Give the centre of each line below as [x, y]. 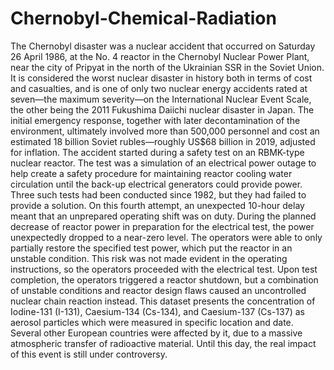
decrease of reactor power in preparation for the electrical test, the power [162, 226]
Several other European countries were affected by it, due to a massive [156, 333]
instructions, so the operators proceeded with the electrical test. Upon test [164, 269]
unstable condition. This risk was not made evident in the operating [149, 258]
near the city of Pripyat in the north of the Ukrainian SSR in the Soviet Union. [167, 67]
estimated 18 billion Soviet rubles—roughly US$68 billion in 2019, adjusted [163, 141]
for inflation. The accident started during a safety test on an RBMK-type [157, 152]
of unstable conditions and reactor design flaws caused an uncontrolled [158, 290]
